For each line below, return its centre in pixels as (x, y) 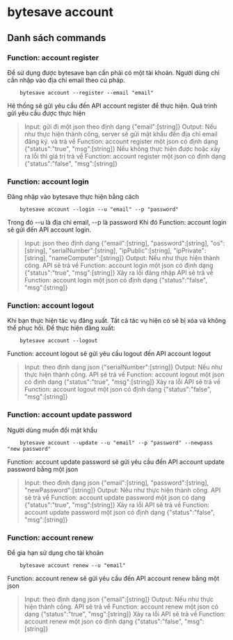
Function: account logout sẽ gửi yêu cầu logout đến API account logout (109, 354)
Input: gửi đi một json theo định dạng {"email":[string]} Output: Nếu (120, 127)
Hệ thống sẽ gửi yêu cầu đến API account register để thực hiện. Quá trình (112, 106)
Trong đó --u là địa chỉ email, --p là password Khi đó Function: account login (117, 223)
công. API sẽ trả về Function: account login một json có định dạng (119, 266)
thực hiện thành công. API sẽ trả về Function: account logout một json (124, 375)
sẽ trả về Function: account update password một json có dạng (115, 497)
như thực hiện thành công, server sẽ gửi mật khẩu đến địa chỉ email (121, 134)
